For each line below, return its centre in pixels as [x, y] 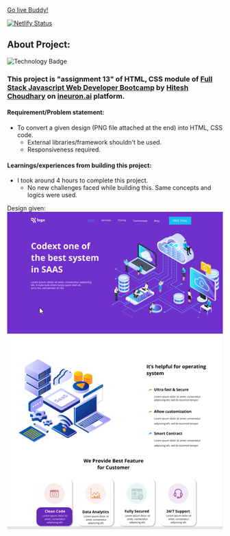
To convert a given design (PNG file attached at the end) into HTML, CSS [120, 127]
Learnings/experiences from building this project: [79, 165]
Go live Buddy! [28, 10]
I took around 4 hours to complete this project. [82, 180]
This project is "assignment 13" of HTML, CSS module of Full [110, 79]
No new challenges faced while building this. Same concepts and [119, 188]
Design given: [26, 208]
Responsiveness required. [64, 149]
